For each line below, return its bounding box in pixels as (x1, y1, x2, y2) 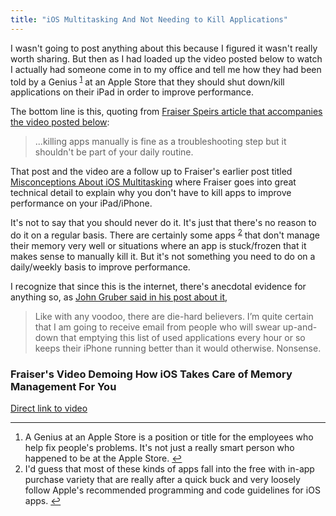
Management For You (10, 379, 117, 393)
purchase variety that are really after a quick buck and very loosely (24, 474, 301, 486)
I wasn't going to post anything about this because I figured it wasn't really (10, 42, 318, 54)
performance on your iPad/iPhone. (10, 197, 153, 210)
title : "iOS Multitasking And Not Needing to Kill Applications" (10, 14, 288, 25)
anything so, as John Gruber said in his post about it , (10, 291, 228, 303)
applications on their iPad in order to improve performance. (10, 86, 254, 98)
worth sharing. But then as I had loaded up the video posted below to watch (10, 52, 323, 65)
